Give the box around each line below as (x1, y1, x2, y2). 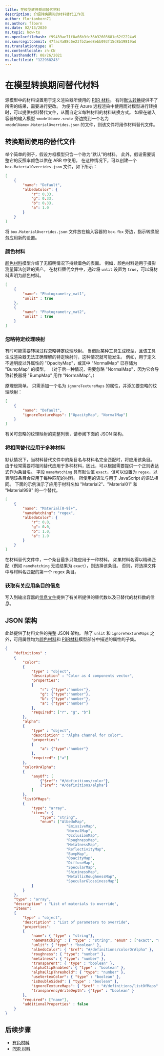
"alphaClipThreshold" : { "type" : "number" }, (31, 970, 125, 975)
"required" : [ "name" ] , (22, 997, 69, 1002)
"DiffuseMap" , (66, 860, 95, 866)
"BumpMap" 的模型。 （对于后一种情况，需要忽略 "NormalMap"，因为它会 (5, 366, 155, 372)
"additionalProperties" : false (22, 1002, 89, 1007)
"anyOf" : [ (31, 773, 54, 779)
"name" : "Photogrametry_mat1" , (22, 291, 86, 296)
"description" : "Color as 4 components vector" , (31, 673, 134, 678)
